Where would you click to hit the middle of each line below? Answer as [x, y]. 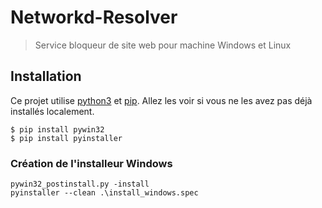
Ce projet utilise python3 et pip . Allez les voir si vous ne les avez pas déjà [161, 100]
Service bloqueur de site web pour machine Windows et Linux [163, 45]
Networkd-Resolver [94, 17]
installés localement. [52, 111]
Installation [46, 76]
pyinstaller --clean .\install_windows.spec [104, 193]
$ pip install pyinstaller [66, 138]
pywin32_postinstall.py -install [80, 184]
